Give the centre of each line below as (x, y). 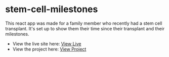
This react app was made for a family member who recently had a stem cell (84, 23)
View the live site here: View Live (47, 43)
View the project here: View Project (49, 49)
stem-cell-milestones (52, 9)
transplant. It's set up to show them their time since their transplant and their (85, 28)
